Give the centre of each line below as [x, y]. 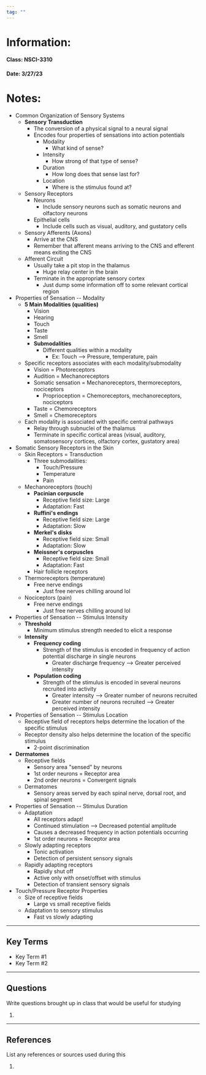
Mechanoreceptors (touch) [59, 487]
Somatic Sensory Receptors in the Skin [64, 448]
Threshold [38, 624]
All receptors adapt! [59, 819]
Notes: [24, 98]
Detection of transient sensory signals [82, 884]
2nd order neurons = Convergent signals [85, 780]
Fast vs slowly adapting [63, 917]
